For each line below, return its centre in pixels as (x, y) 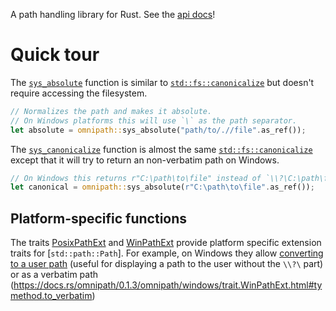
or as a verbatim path (54, 275)
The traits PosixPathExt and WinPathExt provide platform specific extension (166, 243)
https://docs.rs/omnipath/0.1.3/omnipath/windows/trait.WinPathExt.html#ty (168, 285)
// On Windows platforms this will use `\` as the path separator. (154, 120)
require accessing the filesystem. (79, 93)
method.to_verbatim (51, 296)
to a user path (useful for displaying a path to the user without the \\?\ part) (167, 264)
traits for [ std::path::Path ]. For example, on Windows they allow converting (167, 253)
